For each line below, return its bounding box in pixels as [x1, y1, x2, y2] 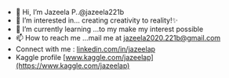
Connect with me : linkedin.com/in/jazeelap [15, 44, 155, 54]
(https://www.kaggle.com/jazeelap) [15, 61, 130, 70]
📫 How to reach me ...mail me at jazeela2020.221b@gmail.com [15, 34, 221, 42]
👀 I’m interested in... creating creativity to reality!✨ [15, 16, 178, 25]
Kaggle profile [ [15, 53, 66, 62]
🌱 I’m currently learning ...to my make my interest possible [15, 24, 204, 34]
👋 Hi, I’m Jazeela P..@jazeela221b [15, 8, 125, 16]
